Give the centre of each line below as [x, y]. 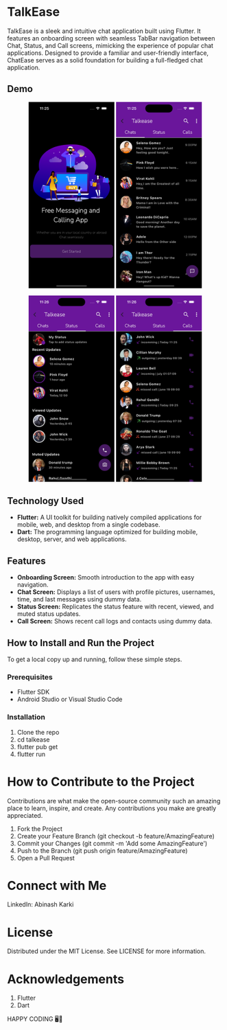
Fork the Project [40, 829]
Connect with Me [57, 885]
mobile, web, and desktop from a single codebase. [88, 525]
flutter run [31, 754]
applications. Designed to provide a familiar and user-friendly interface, [108, 53]
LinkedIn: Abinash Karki [40, 904]
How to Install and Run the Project [81, 643]
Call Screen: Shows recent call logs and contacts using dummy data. [115, 621]
